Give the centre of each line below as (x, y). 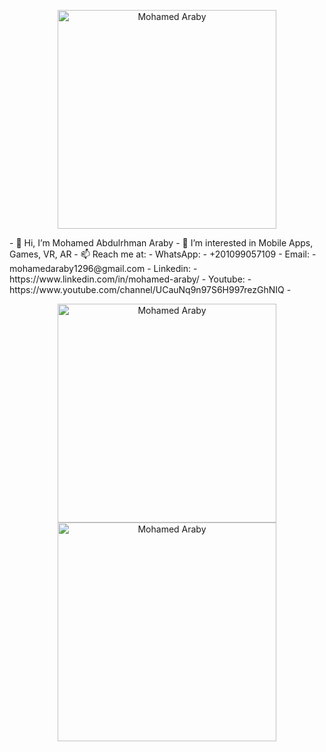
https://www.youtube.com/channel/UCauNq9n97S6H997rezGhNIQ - (150, 289)
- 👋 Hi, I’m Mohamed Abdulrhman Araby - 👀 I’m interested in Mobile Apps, (161, 243)
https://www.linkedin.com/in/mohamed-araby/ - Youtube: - (130, 279)
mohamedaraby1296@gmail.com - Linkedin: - (103, 268)
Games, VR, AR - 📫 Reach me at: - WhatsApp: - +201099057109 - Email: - (163, 254)
